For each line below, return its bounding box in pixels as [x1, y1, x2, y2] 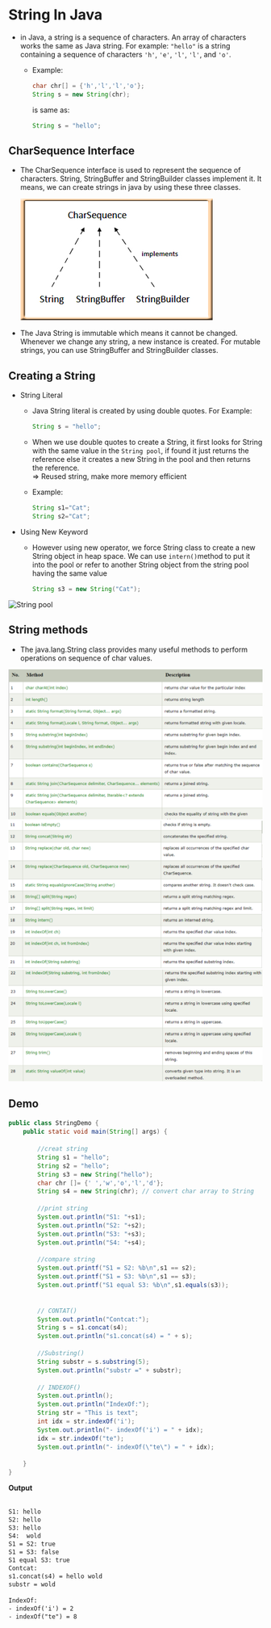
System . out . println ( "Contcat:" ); [37, 1315, 150, 1324]
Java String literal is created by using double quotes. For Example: [31, 406, 252, 416]
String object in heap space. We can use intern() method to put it [31, 551, 251, 560]
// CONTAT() [37, 1307, 78, 1315]
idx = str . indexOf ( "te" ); [37, 1434, 125, 1442]
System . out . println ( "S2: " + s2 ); [37, 1221, 147, 1229]
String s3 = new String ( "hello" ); [37, 1170, 153, 1178]
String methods [8, 623, 89, 637]
